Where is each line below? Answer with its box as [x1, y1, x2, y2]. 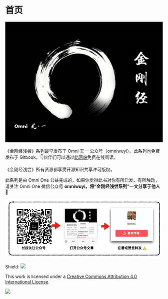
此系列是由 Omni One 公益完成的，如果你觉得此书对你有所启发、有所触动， [5, 177, 160, 183]
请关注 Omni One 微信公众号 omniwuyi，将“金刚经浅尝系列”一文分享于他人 [5, 183, 160, 189]
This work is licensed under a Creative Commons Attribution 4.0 [5, 273, 137, 279]
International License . [5, 278, 50, 284]
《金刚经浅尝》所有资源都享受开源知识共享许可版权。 [5, 166, 115, 173]
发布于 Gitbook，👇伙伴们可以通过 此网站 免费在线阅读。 [5, 154, 118, 160]
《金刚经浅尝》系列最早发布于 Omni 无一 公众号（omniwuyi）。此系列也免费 [5, 148, 160, 154]
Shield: [5, 263, 19, 269]
